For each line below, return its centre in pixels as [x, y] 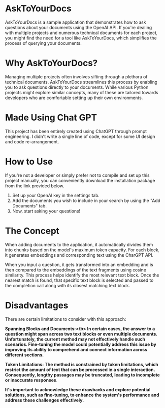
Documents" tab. [29, 205]
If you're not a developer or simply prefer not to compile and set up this [78, 175]
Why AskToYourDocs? [51, 63]
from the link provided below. [35, 186]
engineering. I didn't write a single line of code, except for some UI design [80, 136]
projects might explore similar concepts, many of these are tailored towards [82, 92]
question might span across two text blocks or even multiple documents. [81, 334]
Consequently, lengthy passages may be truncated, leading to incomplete [82, 374]
